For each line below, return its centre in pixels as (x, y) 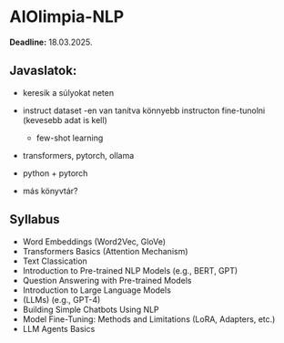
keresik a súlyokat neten (68, 92)
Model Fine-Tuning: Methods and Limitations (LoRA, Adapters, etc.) (149, 319)
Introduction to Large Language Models (96, 290)
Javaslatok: (43, 71)
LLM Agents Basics (59, 328)
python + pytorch (55, 173)
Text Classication (55, 261)
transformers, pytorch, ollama (78, 155)
